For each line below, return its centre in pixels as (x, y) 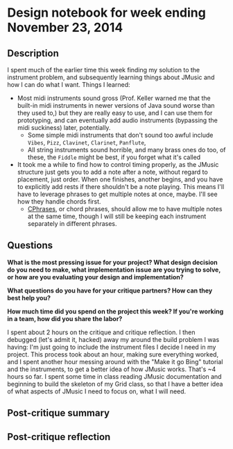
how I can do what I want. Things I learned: (69, 84)
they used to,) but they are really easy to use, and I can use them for (115, 113)
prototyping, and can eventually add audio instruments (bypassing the (118, 120)
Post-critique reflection (59, 437)
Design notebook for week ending (106, 13)
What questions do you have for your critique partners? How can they (110, 291)
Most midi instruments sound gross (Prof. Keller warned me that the (114, 98)
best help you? (29, 297)
